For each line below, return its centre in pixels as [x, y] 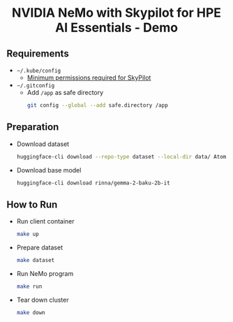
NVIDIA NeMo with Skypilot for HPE [116, 13]
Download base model [49, 170]
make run [29, 286]
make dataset [36, 261]
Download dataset [43, 144]
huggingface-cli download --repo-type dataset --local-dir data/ [113, 156]
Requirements [38, 53]
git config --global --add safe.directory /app [97, 105]
